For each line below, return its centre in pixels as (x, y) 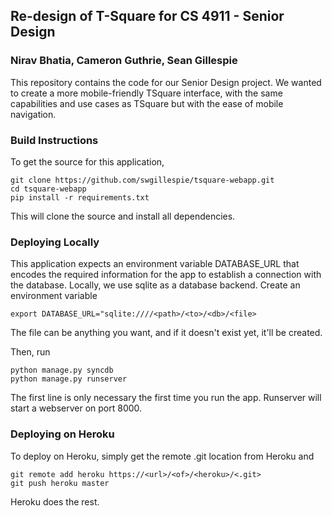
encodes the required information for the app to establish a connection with (166, 275)
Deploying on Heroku (62, 434)
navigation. (33, 114)
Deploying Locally (55, 242)
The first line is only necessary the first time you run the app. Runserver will (166, 398)
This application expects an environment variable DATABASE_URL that (155, 264)
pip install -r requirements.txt (80, 197)
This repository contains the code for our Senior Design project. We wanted (166, 82)
